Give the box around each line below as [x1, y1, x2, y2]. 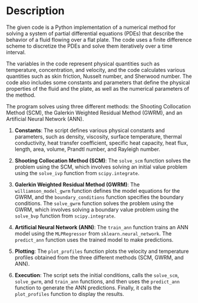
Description [6, 4, 65, 18]
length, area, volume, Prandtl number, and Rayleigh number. [14, 146, 160, 153]
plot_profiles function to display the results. [14, 290, 124, 297]
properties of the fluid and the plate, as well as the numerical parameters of [6, 85, 190, 92]
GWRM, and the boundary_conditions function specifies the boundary [14, 193, 184, 200]
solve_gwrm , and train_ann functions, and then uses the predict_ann [14, 278, 180, 285]
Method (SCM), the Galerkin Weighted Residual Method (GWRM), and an [6, 109, 183, 116]
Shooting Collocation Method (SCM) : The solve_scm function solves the [14, 157, 191, 164]
